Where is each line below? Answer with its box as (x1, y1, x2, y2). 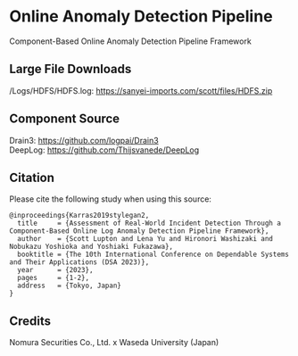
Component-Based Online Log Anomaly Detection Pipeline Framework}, (9, 227, 269, 236)
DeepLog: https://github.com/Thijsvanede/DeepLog (9, 145, 200, 155)
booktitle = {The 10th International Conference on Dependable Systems (17, 250, 290, 260)
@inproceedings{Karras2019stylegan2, (9, 211, 150, 220)
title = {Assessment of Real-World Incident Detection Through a (17, 219, 281, 228)
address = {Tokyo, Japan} (17, 281, 122, 291)
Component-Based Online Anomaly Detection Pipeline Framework (9, 36, 252, 46)
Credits (9, 313, 52, 328)
